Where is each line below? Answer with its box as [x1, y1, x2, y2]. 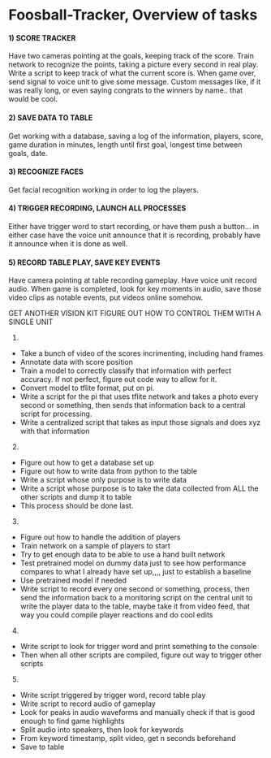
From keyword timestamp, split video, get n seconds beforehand [19, 734, 236, 743]
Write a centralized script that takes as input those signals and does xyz [19, 418, 261, 427]
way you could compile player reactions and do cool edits [19, 610, 213, 620]
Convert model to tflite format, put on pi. [19, 383, 155, 393]
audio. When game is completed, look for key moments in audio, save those [8, 284, 262, 294]
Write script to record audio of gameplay [19, 699, 156, 708]
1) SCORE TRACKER [8, 32, 76, 42]
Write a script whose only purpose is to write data [19, 475, 187, 485]
